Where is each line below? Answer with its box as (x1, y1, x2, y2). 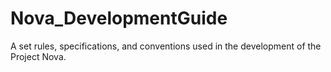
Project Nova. (10, 50, 67, 62)
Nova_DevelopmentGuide (10, 7, 228, 30)
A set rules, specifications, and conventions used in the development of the (10, 40, 322, 52)
